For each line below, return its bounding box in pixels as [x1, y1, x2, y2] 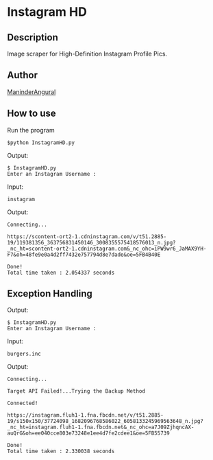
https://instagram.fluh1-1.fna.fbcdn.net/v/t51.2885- [7, 412, 164, 419]
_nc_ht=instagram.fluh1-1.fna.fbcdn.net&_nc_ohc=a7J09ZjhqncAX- [7, 424, 195, 431]
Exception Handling [7, 288, 92, 299]
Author [7, 69, 38, 81]
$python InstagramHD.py [7, 139, 75, 146]
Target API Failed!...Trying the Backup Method [7, 388, 146, 395]
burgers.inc [7, 351, 41, 358]
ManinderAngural [7, 87, 56, 96]
